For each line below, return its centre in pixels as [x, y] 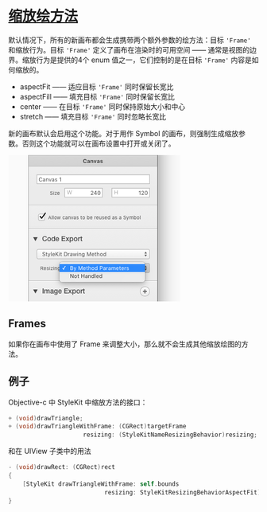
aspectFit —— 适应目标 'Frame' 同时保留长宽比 [97, 86]
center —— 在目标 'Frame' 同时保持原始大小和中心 [102, 106]
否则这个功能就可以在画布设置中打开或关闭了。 [99, 143]
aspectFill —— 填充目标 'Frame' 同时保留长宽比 [97, 96]
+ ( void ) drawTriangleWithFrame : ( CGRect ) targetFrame [97, 427]
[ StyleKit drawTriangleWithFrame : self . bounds [101, 484]
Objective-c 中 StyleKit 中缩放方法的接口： [78, 402]
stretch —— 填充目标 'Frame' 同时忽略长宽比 [93, 116]
